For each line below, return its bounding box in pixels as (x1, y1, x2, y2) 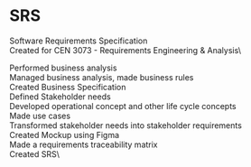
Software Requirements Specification (9, 35, 148, 46)
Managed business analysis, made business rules (9, 71, 194, 82)
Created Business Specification (9, 81, 126, 92)
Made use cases (9, 110, 70, 121)
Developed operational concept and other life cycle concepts (9, 100, 237, 111)
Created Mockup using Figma (9, 129, 120, 140)
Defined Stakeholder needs (9, 91, 111, 102)
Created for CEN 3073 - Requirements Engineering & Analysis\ (9, 44, 242, 55)
